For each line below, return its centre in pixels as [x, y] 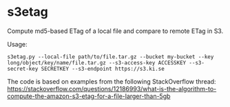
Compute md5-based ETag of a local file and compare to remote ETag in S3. [115, 31]
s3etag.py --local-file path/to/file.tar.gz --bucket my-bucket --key [111, 57]
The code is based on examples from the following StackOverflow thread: [112, 81]
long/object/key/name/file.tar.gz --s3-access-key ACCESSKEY [97, 62]
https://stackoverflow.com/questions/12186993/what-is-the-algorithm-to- [112, 88]
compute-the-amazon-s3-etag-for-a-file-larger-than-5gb [89, 96]
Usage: [17, 44]
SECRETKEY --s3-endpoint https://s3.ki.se [103, 69]
